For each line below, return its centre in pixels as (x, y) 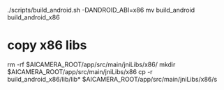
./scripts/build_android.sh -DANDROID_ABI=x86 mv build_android (101, 10)
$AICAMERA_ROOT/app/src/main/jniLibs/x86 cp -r (80, 71)
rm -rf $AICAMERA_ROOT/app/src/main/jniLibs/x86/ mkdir (91, 64)
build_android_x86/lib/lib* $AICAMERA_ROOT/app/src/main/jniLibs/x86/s (112, 79)
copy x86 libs (47, 45)
